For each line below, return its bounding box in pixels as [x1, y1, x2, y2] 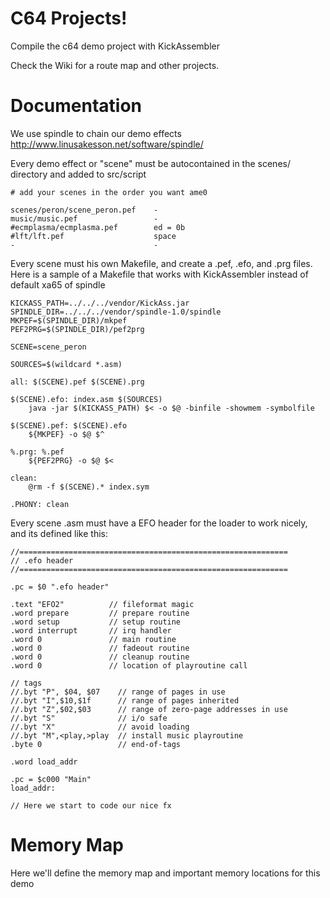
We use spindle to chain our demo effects [10, 127, 182, 139]
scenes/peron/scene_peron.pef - [10, 205, 159, 215]
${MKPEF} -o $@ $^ [28, 429, 105, 439]
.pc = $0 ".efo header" [10, 582, 110, 592]
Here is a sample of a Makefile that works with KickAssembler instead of [10, 268, 309, 280]
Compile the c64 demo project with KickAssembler [10, 40, 220, 52]
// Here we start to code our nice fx [10, 800, 172, 811]
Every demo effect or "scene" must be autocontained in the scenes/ [10, 157, 291, 169]
